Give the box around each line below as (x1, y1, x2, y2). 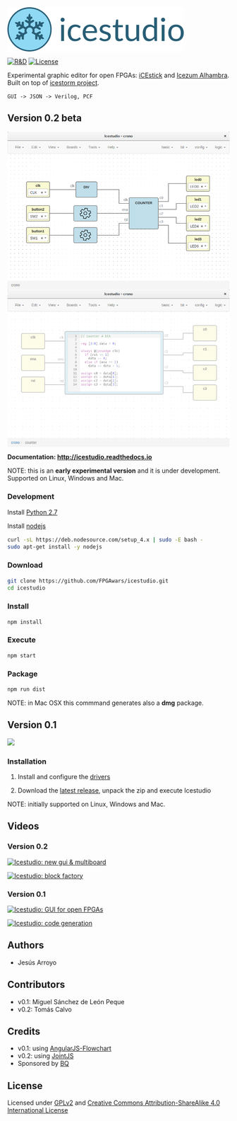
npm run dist (7, 686, 46, 693)
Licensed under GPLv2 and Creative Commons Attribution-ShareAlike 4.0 (7, 1098, 220, 1107)
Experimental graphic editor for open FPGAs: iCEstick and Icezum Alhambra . (7, 71, 230, 79)
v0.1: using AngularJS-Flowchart (17, 1044, 111, 1053)
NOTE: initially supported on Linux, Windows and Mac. (7, 800, 166, 808)
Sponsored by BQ (17, 1059, 69, 1068)
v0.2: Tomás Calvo (17, 1005, 73, 1013)
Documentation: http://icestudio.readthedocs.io (7, 453, 152, 461)
